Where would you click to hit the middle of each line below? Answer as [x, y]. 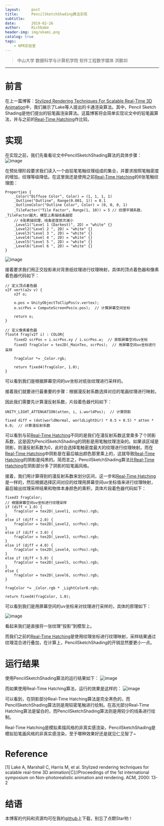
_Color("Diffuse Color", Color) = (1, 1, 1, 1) [63, 196]
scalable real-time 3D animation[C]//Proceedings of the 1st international [77, 772]
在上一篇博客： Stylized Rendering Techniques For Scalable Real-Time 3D [79, 101]
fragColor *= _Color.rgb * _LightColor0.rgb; [52, 588]
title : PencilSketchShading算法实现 [46, 14]
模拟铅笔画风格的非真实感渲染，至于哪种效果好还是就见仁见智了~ [71, 734]
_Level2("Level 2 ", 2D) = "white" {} [53, 229]
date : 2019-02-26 [29, 23]
